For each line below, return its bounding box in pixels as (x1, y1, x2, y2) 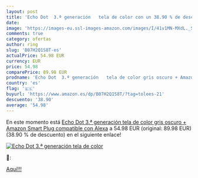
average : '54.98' (6, 102, 49, 108)
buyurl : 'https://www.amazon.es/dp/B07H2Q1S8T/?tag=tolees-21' (6, 91, 165, 97)
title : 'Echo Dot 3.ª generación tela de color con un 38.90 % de (6, 14, 181, 20)
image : (6, 25, 22, 31)
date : (6, 20, 19, 25)
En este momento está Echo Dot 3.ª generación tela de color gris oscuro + (6, 118, 187, 125)
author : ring (6, 42, 38, 48)
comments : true (6, 31, 44, 37)
